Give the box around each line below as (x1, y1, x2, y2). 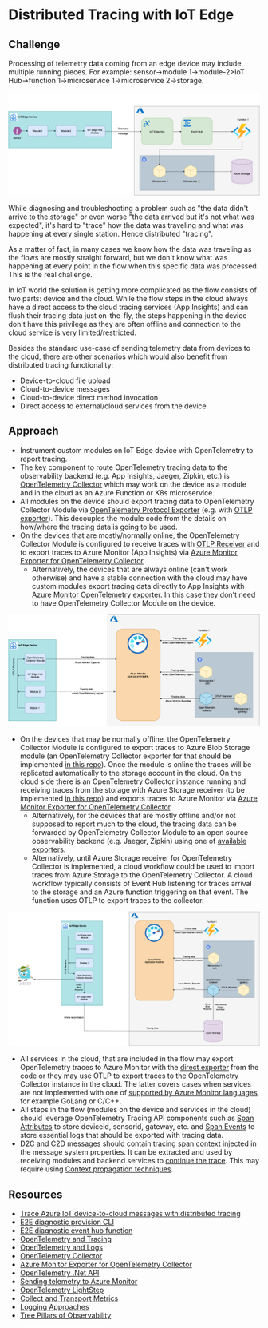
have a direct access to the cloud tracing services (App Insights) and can (8, 302, 249, 312)
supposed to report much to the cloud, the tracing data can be (31, 819, 237, 829)
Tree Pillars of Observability (19, 1310, 112, 1320)
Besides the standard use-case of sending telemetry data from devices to (8, 343, 251, 352)
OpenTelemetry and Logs (19, 1243, 104, 1252)
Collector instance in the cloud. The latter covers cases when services (19, 1079, 251, 1089)
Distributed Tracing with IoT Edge (8, 6, 235, 24)
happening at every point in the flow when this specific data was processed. (8, 261, 259, 271)
